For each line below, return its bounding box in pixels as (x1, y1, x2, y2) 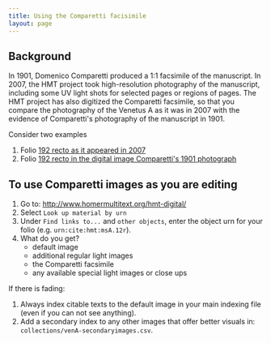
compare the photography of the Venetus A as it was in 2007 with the (8, 105, 240, 115)
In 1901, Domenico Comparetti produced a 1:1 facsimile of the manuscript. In (8, 71, 261, 81)
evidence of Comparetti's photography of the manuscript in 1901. (8, 114, 225, 124)
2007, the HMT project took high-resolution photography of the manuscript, (8, 79, 260, 89)
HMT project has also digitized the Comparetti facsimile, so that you (8, 96, 235, 106)
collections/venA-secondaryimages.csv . (19, 325, 154, 335)
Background (8, 49, 71, 63)
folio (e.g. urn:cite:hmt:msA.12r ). (19, 225, 132, 235)
